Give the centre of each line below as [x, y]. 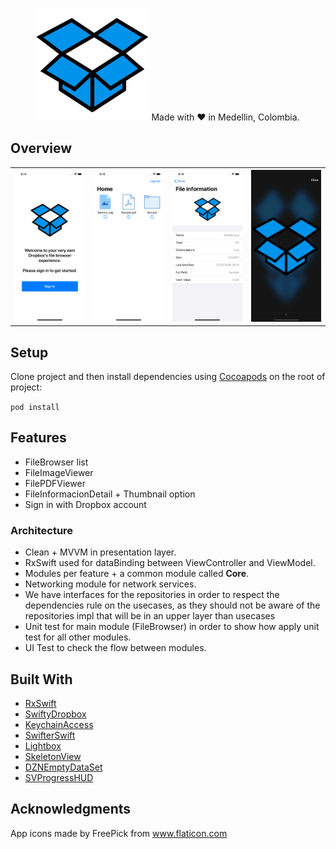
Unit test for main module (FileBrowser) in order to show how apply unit [172, 627]
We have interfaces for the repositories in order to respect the [152, 595]
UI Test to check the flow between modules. [115, 648]
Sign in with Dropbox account [85, 504]
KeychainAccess [59, 725]
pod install [35, 408]
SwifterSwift [50, 735]
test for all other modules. [78, 637]
